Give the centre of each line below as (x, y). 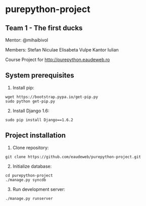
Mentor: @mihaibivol (27, 40)
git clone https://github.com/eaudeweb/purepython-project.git (73, 157)
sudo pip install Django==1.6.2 (39, 120)
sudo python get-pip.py (30, 101)
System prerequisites (40, 75)
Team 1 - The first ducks (44, 28)
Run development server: (39, 189)
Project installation (36, 136)
